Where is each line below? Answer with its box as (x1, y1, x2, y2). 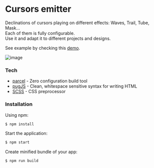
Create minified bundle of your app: (5, 149, 77, 155)
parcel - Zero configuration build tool (12, 78, 88, 84)
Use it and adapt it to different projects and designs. (5, 35, 111, 41)
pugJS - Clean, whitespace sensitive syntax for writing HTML (12, 83, 137, 89)
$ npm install (5, 122, 35, 127)
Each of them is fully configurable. (5, 30, 75, 36)
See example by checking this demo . (5, 45, 80, 51)
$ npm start (5, 140, 30, 145)
